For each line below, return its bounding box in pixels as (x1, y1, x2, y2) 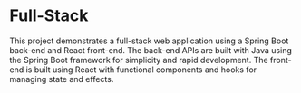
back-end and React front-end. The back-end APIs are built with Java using (9, 44, 292, 55)
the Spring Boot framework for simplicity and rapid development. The (9, 54, 269, 65)
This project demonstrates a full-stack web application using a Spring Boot (9, 35, 289, 46)
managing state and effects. (9, 73, 114, 84)
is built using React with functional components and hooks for (25, 64, 257, 75)
